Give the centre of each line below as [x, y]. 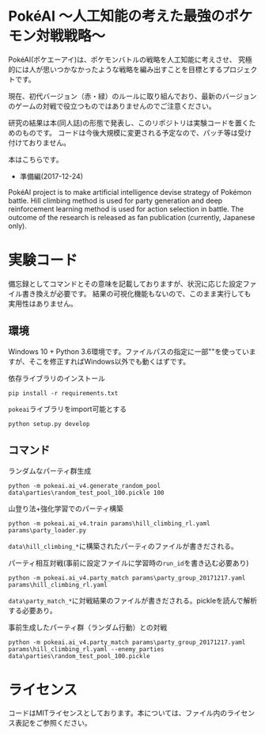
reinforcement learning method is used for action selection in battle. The [126, 209]
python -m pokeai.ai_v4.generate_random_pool [84, 486]
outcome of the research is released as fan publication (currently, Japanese [132, 217]
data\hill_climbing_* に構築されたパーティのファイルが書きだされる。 [123, 546]
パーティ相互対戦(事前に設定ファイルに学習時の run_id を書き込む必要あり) [129, 562]
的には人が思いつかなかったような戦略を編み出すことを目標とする [115, 69]
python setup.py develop [49, 424]
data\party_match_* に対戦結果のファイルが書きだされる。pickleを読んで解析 [133, 600]
